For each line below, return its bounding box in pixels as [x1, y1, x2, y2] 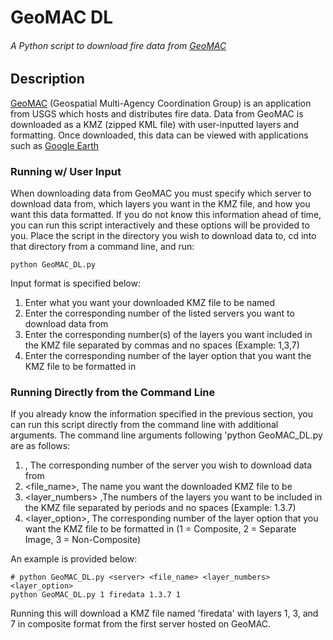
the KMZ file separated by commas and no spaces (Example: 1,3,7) [24, 339, 300, 351]
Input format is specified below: [10, 277, 141, 290]
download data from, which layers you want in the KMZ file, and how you [10, 198, 311, 210]
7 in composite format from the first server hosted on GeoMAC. [10, 618, 272, 630]
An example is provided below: [10, 553, 138, 565]
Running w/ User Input [10, 164, 122, 178]
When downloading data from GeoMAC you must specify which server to [10, 187, 312, 200]
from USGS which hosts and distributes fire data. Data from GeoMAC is [10, 107, 304, 120]
